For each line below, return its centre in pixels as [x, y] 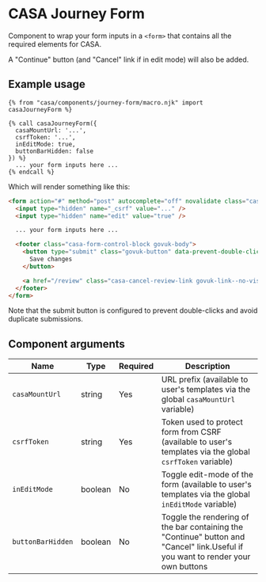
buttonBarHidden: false [54, 151]
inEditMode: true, [46, 144]
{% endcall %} [32, 172]
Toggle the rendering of [205, 517]
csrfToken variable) [197, 462]
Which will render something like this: [69, 186]
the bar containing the [202, 527]
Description [207, 367]
